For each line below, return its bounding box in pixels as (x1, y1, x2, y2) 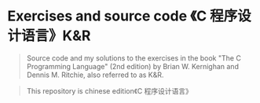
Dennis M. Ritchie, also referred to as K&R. (26, 70, 164, 79)
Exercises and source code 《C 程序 (7, 7, 238, 25)
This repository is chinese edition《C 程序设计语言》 (26, 86, 193, 95)
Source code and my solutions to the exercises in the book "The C (26, 53, 241, 63)
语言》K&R (21, 27, 91, 45)
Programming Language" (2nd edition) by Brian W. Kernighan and (26, 61, 239, 71)
